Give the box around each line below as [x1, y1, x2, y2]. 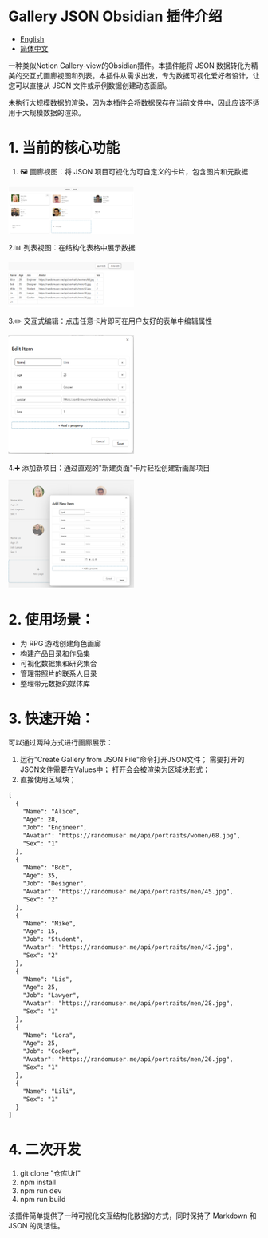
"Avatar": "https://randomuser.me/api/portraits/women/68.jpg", [22, 832, 241, 840]
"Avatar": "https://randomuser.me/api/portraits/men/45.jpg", [22, 888, 234, 896]
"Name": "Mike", [22, 920, 77, 928]
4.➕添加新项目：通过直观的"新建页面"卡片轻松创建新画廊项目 [8, 463, 211, 473]
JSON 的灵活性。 [8, 1221, 65, 1231]
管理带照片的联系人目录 [19, 669, 97, 678]
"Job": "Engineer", [22, 824, 88, 832]
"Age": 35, [22, 872, 59, 880]
